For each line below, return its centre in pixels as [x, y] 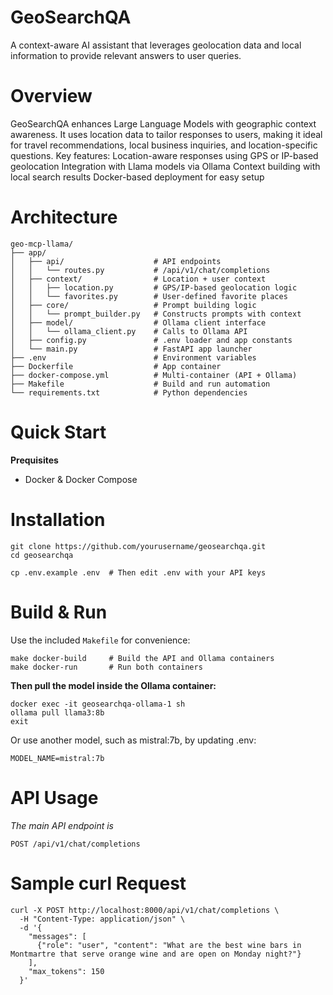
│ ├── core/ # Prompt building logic [133, 305]
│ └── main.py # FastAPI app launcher [131, 349]
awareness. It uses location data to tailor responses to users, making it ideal [166, 134]
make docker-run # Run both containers [106, 667]
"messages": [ [57, 936]
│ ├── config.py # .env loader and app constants [151, 340]
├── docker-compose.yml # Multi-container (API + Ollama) [154, 375]
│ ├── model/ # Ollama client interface [138, 322]
